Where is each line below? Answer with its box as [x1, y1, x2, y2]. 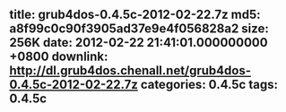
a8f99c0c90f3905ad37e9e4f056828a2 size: [9, 22, 269, 37]
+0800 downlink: [9, 49, 108, 65]
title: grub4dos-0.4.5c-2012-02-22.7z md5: [9, 7, 261, 22]
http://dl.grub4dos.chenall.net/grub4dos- [9, 63, 252, 79]
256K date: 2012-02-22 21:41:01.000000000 [9, 35, 268, 50]
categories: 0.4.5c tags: [140, 77, 278, 92]
